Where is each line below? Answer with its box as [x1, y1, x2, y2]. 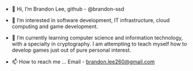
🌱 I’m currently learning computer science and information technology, [11, 34, 184, 41]
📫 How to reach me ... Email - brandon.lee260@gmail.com [11, 58, 155, 65]
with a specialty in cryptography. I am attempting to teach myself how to [11, 41, 187, 47]
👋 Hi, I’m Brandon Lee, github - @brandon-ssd [11, 6, 125, 12]
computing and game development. [11, 23, 98, 30]
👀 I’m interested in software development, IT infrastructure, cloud [11, 17, 170, 23]
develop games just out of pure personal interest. [11, 47, 131, 54]
